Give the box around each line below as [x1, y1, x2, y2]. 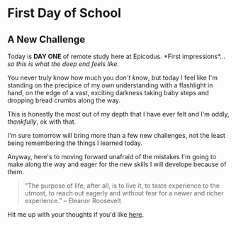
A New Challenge [7, 33, 86, 45]
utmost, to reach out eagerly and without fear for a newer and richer [24, 189, 225, 197]
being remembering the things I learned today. [7, 139, 143, 147]
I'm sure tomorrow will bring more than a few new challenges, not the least [7, 131, 225, 139]
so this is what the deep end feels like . [7, 60, 119, 68]
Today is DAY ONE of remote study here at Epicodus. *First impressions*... [7, 52, 225, 60]
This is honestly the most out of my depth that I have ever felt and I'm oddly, [7, 110, 230, 118]
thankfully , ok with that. [7, 117, 77, 126]
